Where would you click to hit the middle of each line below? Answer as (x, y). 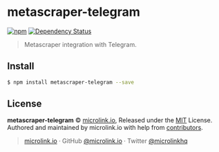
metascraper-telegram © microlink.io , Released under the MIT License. (110, 120)
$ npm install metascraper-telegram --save (71, 82)
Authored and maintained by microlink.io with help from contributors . (105, 128)
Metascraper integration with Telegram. (80, 44)
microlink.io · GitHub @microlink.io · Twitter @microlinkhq (106, 141)
